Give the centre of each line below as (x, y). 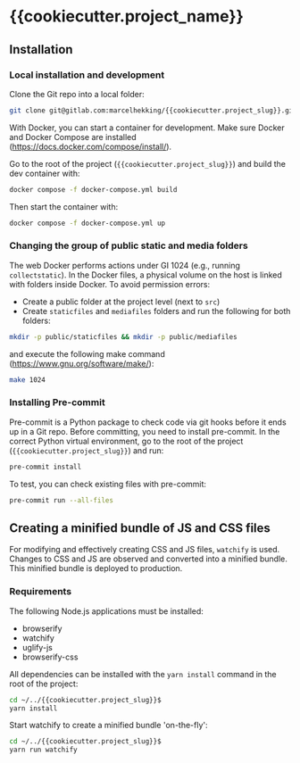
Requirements (41, 592)
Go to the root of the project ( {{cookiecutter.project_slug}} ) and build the (147, 163)
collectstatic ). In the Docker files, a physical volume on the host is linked (146, 275)
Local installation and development (87, 75)
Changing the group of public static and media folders (129, 245)
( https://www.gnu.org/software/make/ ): (82, 363)
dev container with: (45, 173)
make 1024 (28, 380)
